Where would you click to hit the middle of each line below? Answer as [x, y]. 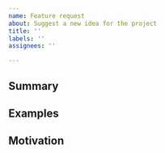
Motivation [36, 141]
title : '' [25, 31]
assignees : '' [32, 46]
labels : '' [27, 38]
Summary [34, 86]
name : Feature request [47, 16]
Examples [34, 113]
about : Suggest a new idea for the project [83, 23]
